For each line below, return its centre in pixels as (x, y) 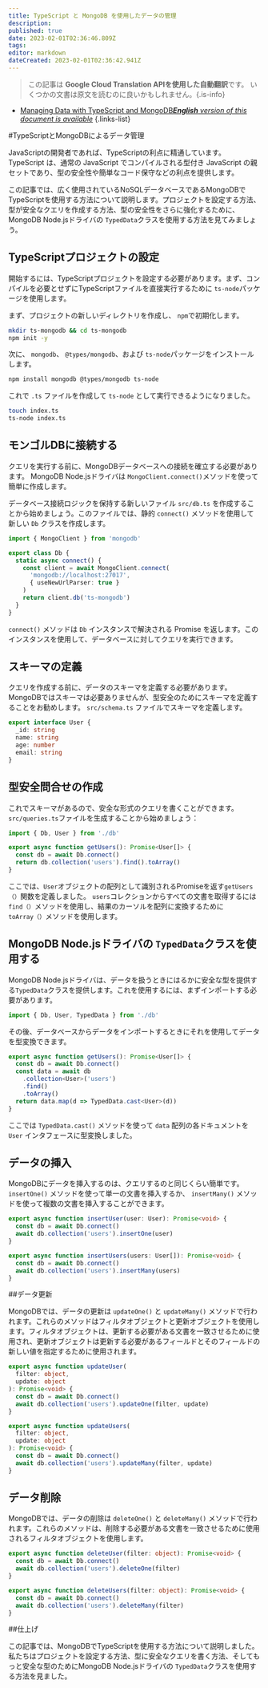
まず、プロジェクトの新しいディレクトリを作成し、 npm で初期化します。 (126, 315)
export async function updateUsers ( (69, 1426)
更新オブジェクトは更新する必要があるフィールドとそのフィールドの (148, 1342)
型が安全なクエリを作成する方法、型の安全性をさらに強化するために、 (124, 209)
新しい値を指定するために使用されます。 (75, 1351)
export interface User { (50, 723)
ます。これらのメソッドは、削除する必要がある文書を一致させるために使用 (137, 1528)
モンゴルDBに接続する (63, 445)
